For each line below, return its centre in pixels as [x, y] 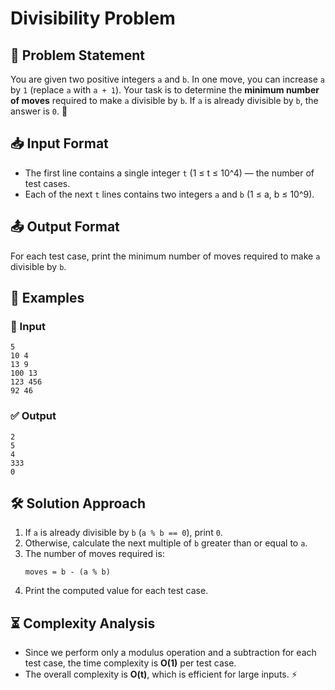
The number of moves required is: [94, 554]
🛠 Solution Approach [78, 503]
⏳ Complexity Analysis [83, 623]
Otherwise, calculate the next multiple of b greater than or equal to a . [166, 543]
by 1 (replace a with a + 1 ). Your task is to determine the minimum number [165, 90]
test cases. [47, 183]
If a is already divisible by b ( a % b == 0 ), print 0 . [123, 533]
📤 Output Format [65, 227]
